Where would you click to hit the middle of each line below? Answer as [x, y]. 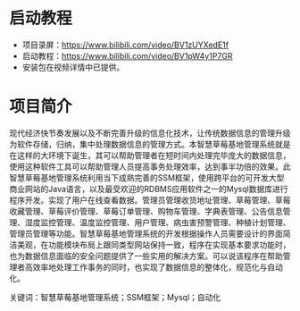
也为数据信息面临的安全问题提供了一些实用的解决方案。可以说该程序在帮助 [146, 256]
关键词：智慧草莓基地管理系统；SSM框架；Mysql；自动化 [115, 297]
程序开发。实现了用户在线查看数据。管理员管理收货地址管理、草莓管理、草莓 [150, 200]
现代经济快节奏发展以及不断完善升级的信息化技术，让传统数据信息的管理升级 [150, 133]
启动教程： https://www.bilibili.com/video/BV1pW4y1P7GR [127, 55]
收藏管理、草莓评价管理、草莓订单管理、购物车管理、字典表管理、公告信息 [146, 211]
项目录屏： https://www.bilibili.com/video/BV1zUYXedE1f [125, 45]
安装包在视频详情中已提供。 [73, 67]
